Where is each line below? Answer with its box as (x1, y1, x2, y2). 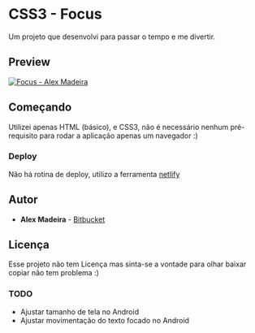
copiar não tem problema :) (8, 268, 100, 278)
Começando (8, 101, 72, 115)
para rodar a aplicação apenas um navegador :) (39, 131, 199, 141)
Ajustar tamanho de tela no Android (19, 306, 140, 317)
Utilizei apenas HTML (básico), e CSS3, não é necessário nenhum (8, 122, 229, 132)
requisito (8, 131, 38, 141)
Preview (8, 55, 51, 69)
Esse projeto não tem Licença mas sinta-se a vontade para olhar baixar (8, 259, 247, 269)
